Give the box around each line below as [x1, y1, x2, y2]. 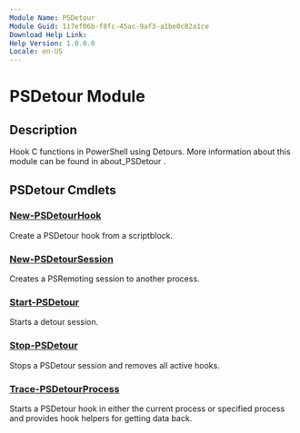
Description [9, 122, 77, 137]
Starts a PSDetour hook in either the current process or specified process [9, 403, 285, 414]
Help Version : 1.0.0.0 [9, 38, 95, 48]
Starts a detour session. [9, 317, 99, 328]
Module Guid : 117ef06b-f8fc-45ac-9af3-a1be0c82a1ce [9, 22, 209, 31]
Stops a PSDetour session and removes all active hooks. [9, 359, 220, 370]
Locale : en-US [9, 47, 64, 56]
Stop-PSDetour [9, 340, 79, 352]
